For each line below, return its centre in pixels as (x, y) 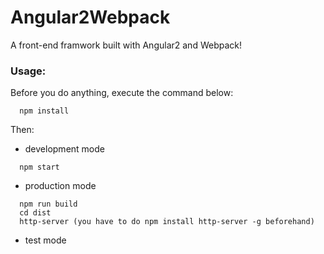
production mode (60, 186)
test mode (45, 240)
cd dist (35, 213)
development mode (64, 149)
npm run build (48, 204)
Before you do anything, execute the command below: (122, 93)
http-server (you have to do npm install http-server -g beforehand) (167, 222)
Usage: (28, 71)
